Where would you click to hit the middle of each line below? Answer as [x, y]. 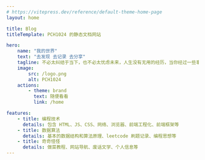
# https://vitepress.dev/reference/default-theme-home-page [85, 12]
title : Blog [21, 29]
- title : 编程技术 [39, 119]
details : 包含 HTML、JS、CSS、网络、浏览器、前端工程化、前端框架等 [101, 125]
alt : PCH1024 [45, 79]
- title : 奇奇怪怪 [39, 142]
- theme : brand [48, 91]
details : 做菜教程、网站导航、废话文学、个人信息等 [80, 147]
